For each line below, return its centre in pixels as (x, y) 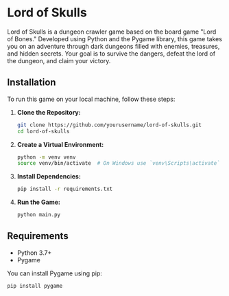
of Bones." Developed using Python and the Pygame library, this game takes (115, 38)
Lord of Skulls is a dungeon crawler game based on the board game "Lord (112, 32)
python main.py (39, 215)
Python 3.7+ (34, 253)
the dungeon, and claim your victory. (59, 60)
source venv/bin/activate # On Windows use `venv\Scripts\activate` (119, 163)
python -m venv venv (46, 157)
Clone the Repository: (49, 112)
